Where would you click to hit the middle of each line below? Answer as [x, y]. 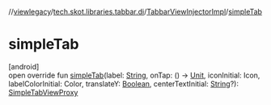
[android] [24, 66]
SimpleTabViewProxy [43, 92]
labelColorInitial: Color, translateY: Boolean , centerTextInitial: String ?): [123, 83]
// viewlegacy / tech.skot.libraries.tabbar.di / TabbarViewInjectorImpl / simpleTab [135, 12]
